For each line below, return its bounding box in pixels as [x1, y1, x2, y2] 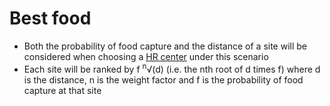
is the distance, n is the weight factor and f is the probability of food [23, 73, 304, 86]
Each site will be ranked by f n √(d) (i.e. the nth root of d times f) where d [23, 61, 321, 75]
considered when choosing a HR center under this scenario [23, 50, 269, 62]
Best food [9, 7, 92, 30]
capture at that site [23, 84, 102, 96]
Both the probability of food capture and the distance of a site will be [23, 40, 308, 52]
